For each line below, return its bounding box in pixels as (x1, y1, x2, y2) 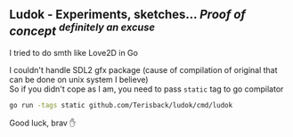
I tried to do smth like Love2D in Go (9, 47, 138, 58)
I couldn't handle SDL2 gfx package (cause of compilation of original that (9, 64, 278, 75)
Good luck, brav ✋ (9, 117, 77, 128)
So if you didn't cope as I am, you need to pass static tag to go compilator (9, 84, 284, 94)
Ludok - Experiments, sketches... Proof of (9, 7, 247, 22)
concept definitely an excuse (9, 21, 156, 39)
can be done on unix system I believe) (9, 74, 149, 85)
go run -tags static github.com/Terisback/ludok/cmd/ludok (9, 101, 233, 109)
